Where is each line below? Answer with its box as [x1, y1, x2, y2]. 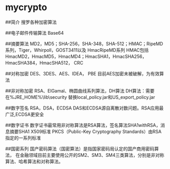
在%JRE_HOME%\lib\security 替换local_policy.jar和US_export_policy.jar [5, 94, 155, 100]
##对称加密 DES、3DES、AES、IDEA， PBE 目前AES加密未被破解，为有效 [5, 70, 160, 76]
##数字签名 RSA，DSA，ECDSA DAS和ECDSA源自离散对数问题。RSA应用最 [5, 105, 164, 111]
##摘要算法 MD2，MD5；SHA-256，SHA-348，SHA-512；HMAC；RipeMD [5, 40, 163, 47]
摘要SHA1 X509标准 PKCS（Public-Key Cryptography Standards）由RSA [9, 128, 162, 134]
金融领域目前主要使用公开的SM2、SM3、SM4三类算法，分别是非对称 [19, 152, 165, 158]
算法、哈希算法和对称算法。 [5, 158, 63, 164]
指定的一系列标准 [5, 134, 41, 141]
